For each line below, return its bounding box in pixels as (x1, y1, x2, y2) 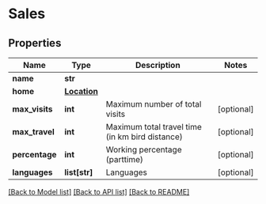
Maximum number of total (105, 99, 202, 109)
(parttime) (105, 154, 144, 164)
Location (64, 86, 99, 96)
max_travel (12, 127, 55, 137)
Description (135, 60, 180, 70)
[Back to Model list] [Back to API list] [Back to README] (8, 187, 190, 196)
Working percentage (105, 144, 182, 155)
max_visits (12, 104, 53, 115)
